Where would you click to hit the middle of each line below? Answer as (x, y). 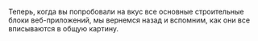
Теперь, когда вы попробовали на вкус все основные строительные (126, 12)
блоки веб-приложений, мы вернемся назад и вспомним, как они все (129, 20)
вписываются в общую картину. (64, 29)
